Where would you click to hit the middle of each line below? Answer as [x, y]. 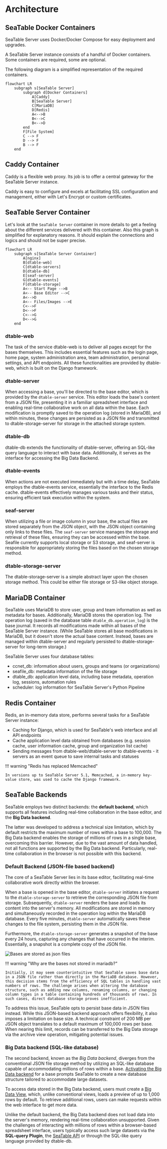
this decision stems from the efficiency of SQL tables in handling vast [83, 982]
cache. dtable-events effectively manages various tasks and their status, [80, 492]
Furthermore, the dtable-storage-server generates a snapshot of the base [82, 934]
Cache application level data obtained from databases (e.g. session [81, 740]
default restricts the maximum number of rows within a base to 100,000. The [83, 832]
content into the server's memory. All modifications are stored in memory [80, 908]
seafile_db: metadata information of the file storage [65, 672]
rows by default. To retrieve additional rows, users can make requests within [83, 1100]
